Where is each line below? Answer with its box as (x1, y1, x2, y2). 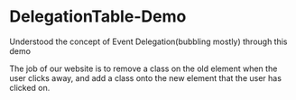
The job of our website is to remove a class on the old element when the (9, 63, 278, 74)
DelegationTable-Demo (9, 6, 187, 27)
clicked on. (9, 82, 51, 93)
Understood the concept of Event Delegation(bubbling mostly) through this (9, 36, 288, 47)
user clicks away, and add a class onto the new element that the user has (9, 72, 282, 83)
